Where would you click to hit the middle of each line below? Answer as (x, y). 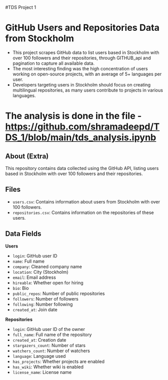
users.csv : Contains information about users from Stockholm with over (86, 201)
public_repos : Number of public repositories (59, 293)
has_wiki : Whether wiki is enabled (48, 367)
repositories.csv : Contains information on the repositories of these (83, 213)
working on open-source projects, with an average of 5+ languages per (87, 74)
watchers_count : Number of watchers (51, 351)
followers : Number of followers (45, 299)
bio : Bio (21, 288)
